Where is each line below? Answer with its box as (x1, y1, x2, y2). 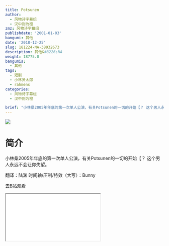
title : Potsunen (5, 7, 39, 13)
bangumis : (5, 59, 26, 64)
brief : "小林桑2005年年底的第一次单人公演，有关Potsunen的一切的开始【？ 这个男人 (5, 105, 161, 110)
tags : (5, 68, 17, 73)
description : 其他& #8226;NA (5, 49, 63, 54)
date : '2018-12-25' (5, 40, 46, 45)
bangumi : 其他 (5, 36, 34, 41)
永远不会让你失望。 (9, 162, 49, 168)
